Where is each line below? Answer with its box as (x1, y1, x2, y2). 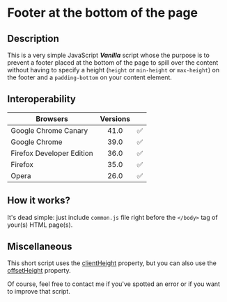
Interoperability (7, 93, 77, 105)
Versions (100, 113, 131, 123)
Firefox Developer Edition (10, 148, 94, 158)
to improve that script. (7, 287, 71, 296)
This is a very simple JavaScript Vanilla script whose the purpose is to (7, 51, 210, 59)
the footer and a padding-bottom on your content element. (7, 73, 173, 81)
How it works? (7, 195, 71, 207)
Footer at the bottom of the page (7, 5, 198, 21)
